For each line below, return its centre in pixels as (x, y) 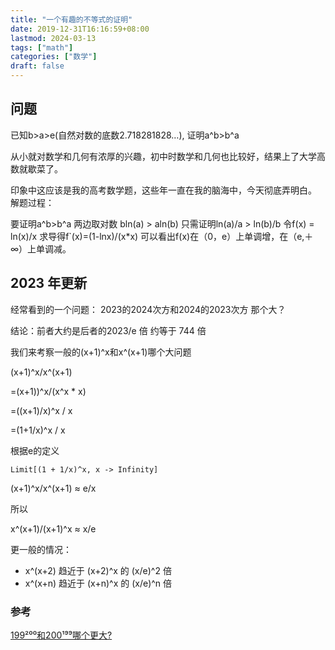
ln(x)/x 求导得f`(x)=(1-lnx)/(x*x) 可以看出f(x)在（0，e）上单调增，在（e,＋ (162, 236)
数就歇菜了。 (36, 168)
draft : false (37, 66)
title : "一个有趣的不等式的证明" (71, 19)
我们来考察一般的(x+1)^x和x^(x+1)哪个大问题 (101, 352)
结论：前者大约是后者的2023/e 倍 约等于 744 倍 (108, 330)
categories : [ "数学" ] (54, 57)
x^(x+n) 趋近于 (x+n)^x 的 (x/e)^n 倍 (98, 583)
